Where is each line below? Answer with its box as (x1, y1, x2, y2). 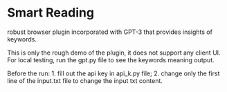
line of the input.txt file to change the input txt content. (7, 76, 163, 84)
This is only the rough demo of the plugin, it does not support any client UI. (7, 48, 221, 57)
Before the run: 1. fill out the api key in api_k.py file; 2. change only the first (7, 69, 220, 77)
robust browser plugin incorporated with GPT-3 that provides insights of (7, 28, 213, 36)
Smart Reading (7, 5, 95, 21)
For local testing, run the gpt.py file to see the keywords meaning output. (7, 55, 215, 64)
